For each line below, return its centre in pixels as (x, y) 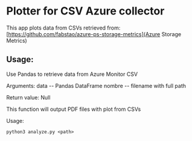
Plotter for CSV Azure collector (85, 11)
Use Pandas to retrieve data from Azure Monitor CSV (72, 74)
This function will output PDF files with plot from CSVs (74, 109)
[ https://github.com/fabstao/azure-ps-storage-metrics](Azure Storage (94, 34)
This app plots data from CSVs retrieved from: (63, 28)
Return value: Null (28, 97)
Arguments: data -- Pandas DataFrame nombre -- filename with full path (96, 86)
